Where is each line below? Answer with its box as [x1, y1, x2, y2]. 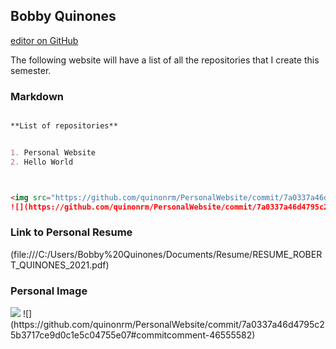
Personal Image [10, 284, 88, 298]
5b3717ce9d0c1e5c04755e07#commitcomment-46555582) [10, 329, 256, 341]
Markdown [10, 89, 64, 103]
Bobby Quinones [10, 8, 117, 25]
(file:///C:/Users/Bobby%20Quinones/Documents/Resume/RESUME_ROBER [10, 248, 323, 260]
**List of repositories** [10, 121, 118, 131]
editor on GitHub [10, 34, 79, 46]
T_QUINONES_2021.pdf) [10, 259, 110, 271]
